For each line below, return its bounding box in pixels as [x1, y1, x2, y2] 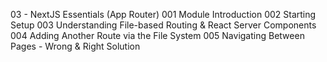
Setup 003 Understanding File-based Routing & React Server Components [10, 19, 317, 31]
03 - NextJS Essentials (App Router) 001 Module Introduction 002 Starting [10, 9, 317, 20]
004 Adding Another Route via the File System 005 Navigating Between [10, 30, 305, 41]
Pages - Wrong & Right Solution [10, 40, 141, 52]
